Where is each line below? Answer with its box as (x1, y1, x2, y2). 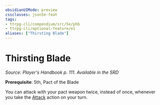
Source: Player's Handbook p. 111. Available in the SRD (5, 69, 119, 75)
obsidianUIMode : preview (5, 7, 58, 13)
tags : (5, 17, 17, 22)
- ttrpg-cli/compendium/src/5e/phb (5, 21, 80, 27)
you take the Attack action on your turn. (5, 94, 88, 100)
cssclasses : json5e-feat (5, 12, 58, 17)
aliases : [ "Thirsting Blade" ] (5, 31, 69, 36)
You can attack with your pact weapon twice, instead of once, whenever (5, 89, 155, 95)
